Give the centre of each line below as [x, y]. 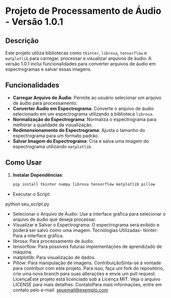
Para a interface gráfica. [38, 236]
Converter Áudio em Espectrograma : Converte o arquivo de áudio [83, 108]
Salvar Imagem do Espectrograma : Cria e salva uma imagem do [81, 141]
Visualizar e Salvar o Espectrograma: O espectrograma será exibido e [86, 224]
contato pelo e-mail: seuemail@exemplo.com [60, 290]
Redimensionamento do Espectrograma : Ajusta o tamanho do [79, 130]
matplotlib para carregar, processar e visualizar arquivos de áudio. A [79, 58]
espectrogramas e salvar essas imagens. [49, 69]
